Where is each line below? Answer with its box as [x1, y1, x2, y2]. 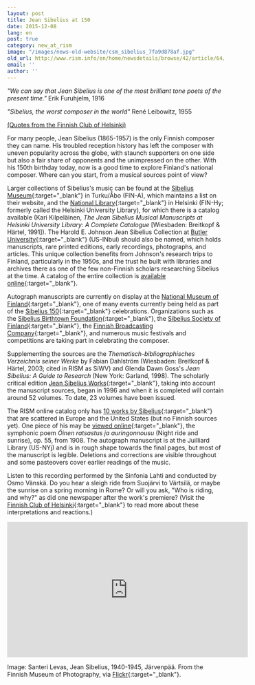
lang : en [7, 29, 32, 36]
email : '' [7, 61, 36, 68]
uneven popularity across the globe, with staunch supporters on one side [7, 149, 215, 157]
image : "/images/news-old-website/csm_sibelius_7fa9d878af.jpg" [7, 49, 195, 56]
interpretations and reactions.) [7, 507, 93, 516]
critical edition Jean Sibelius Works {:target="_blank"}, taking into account [7, 379, 216, 387]
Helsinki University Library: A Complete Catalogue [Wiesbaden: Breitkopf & [7, 220, 220, 229]
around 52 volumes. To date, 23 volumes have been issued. [7, 393, 177, 401]
